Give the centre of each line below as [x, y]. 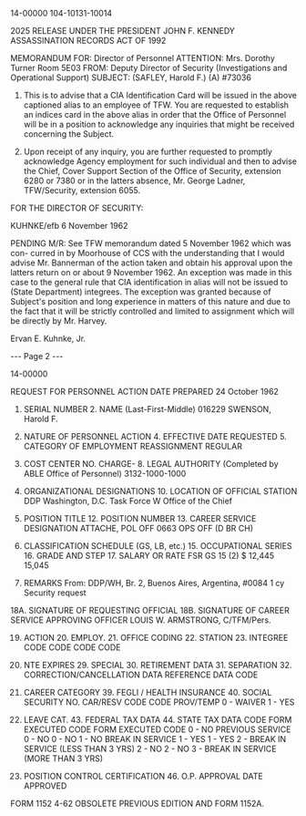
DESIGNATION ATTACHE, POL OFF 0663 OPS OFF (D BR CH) [138, 528]
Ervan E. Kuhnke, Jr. [48, 338]
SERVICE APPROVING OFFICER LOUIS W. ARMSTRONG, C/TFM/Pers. [141, 620]
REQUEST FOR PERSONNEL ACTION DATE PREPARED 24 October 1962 [144, 392]
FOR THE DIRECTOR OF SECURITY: [77, 208]
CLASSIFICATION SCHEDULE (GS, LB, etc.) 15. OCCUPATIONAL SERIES [158, 546]
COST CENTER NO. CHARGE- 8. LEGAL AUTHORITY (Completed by [151, 464]
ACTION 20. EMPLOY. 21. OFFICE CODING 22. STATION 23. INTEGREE [156, 638]
